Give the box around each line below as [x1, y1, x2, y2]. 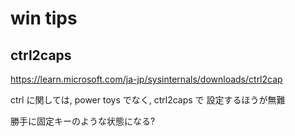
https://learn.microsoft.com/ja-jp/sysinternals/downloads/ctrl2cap [10, 73, 283, 85]
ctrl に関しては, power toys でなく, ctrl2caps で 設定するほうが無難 [10, 94, 286, 106]
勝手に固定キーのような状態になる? [10, 115, 156, 127]
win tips [10, 7, 78, 30]
